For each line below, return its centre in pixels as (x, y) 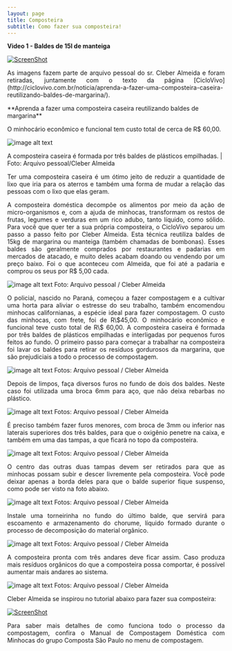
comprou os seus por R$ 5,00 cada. (58, 271)
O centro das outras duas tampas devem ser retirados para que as (116, 467)
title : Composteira (35, 20)
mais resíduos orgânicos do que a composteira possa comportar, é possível (116, 564)
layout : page (26, 14)
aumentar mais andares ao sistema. (58, 572)
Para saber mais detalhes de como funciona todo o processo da (116, 626)
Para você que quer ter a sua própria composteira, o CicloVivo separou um (116, 227)
